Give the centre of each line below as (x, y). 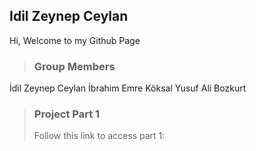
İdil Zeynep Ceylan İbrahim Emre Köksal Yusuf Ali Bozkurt (128, 88)
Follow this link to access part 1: (99, 136)
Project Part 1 (67, 114)
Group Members (74, 66)
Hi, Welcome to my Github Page (75, 40)
